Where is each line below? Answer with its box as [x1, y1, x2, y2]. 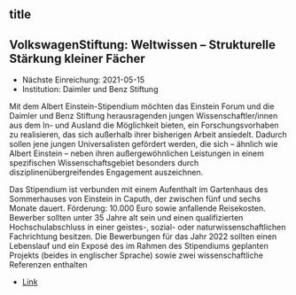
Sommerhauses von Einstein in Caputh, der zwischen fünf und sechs [9, 194, 261, 205]
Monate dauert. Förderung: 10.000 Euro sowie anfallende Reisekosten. [9, 203, 266, 213]
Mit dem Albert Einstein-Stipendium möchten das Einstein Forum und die [9, 101, 275, 112]
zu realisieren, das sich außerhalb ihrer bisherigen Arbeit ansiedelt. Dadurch [9, 129, 288, 140]
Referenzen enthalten [9, 260, 88, 270]
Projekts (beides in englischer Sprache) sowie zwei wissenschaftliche [9, 250, 264, 260]
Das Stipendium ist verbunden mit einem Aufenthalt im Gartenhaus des [9, 184, 269, 195]
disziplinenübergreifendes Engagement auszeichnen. [9, 167, 204, 178]
